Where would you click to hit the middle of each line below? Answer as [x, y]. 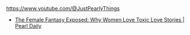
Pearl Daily [28, 26]
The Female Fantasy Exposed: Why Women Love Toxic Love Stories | [99, 20]
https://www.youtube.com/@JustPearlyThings [63, 8]
